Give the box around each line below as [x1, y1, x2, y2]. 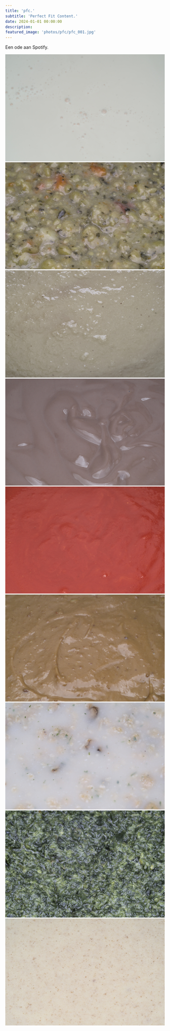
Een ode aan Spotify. [5, 44, 49, 50]
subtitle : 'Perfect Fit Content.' [5, 13, 78, 19]
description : [5, 24, 33, 29]
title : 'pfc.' [5, 8, 35, 13]
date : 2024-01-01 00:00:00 [5, 19, 62, 24]
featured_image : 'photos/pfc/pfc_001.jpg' [5, 29, 96, 35]
